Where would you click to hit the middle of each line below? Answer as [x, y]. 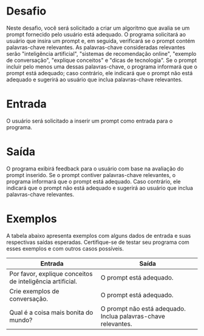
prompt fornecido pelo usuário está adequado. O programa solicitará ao [96, 34]
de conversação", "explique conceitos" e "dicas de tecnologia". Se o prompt [102, 60]
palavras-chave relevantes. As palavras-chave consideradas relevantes [96, 47]
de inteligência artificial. [43, 281]
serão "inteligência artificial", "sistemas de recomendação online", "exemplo [101, 53]
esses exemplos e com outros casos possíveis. [65, 248]
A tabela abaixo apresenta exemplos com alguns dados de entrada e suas [99, 235]
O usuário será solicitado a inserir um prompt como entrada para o [90, 121]
